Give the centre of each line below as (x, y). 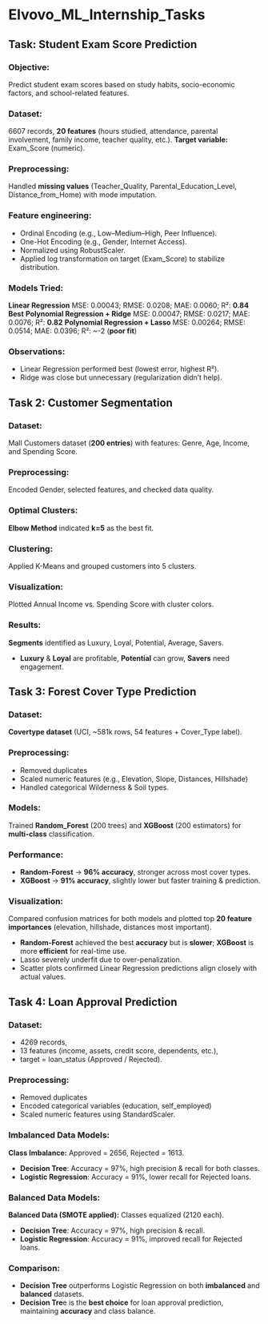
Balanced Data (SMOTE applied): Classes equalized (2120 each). (116, 1214)
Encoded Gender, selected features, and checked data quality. (111, 489)
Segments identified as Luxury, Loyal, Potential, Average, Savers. (116, 642)
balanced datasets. (52, 1294)
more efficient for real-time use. (73, 952)
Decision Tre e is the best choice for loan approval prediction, (122, 1302)
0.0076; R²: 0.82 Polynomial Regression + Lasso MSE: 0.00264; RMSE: (127, 323)
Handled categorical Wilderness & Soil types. (94, 787)
